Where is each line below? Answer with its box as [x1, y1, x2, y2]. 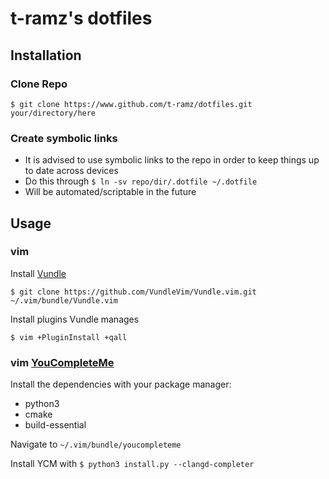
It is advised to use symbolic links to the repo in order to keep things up [24, 154, 320, 166]
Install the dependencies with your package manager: [10, 378, 232, 391]
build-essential [24, 419, 87, 431]
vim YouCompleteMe [10, 355, 115, 369]
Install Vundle [10, 267, 67, 279]
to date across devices [24, 165, 119, 177]
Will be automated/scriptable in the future [24, 186, 197, 198]
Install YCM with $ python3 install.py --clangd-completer [10, 458, 255, 470]
